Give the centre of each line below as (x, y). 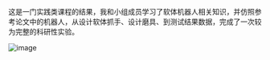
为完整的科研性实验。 (43, 32)
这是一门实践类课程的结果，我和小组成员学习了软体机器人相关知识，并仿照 (131, 12)
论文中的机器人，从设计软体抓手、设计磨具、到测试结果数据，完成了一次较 (138, 22)
